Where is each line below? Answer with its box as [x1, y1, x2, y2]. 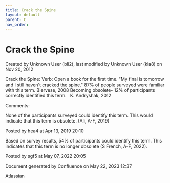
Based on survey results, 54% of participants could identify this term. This [5, 138, 162, 144]
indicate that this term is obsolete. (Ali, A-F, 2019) [5, 118, 110, 124]
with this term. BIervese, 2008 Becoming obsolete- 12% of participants [5, 87, 155, 93]
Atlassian [5, 173, 25, 179]
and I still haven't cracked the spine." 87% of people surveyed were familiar [5, 82, 165, 88]
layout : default [5, 12, 40, 17]
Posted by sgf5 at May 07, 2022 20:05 [5, 153, 86, 159]
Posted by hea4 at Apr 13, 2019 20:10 [5, 128, 84, 134]
